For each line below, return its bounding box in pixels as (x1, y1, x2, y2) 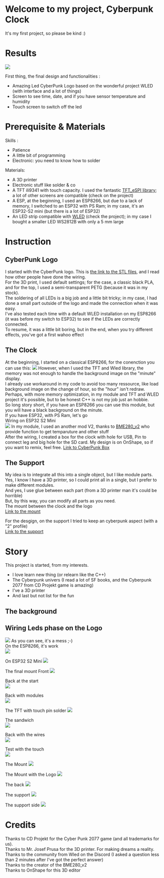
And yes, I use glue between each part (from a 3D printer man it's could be (5, 488, 157, 494)
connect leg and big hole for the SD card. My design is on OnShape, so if (5, 439, 154, 445)
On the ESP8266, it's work (5, 643, 59, 649)
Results (5, 48, 37, 59)
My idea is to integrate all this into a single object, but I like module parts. (5, 472, 153, 478)
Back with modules (5, 692, 44, 698)
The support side (5, 802, 40, 808)
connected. (5, 321, 29, 327)
